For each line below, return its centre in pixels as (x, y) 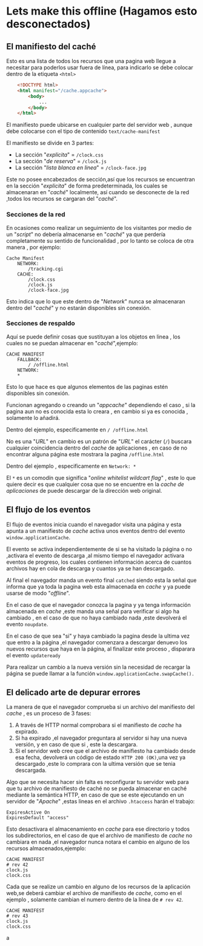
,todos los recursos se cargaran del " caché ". (62, 199)
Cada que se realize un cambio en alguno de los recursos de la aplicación (98, 887)
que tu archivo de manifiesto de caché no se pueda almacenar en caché (96, 789)
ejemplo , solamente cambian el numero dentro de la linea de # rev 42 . (95, 900)
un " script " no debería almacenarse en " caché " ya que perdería (86, 234)
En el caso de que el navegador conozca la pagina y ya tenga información (98, 604)
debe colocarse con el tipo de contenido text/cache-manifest (83, 131)
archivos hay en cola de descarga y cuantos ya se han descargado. (91, 568)
